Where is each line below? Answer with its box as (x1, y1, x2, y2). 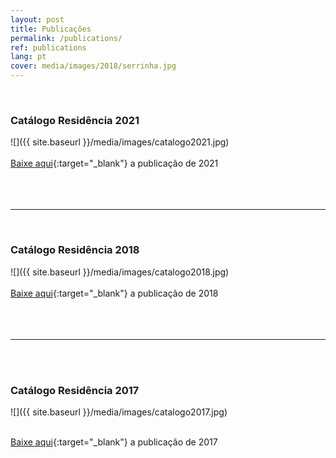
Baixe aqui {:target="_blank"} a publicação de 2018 (10, 287, 219, 299)
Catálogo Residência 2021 (10, 113, 140, 127)
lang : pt (10, 52, 47, 62)
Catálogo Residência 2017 (10, 383, 140, 397)
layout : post (10, 14, 65, 25)
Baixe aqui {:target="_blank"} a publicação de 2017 (10, 436, 218, 448)
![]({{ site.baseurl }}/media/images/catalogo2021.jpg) (10, 136, 230, 148)
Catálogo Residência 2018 (10, 243, 140, 257)
